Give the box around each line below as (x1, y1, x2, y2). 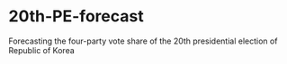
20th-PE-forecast (8, 6, 145, 27)
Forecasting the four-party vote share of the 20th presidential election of (8, 36, 278, 46)
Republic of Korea (8, 44, 76, 55)
